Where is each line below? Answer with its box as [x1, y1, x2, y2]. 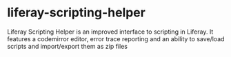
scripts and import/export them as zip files [7, 42, 128, 50]
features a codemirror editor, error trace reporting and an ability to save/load [7, 34, 225, 43]
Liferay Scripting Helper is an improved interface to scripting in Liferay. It [7, 27, 214, 36]
